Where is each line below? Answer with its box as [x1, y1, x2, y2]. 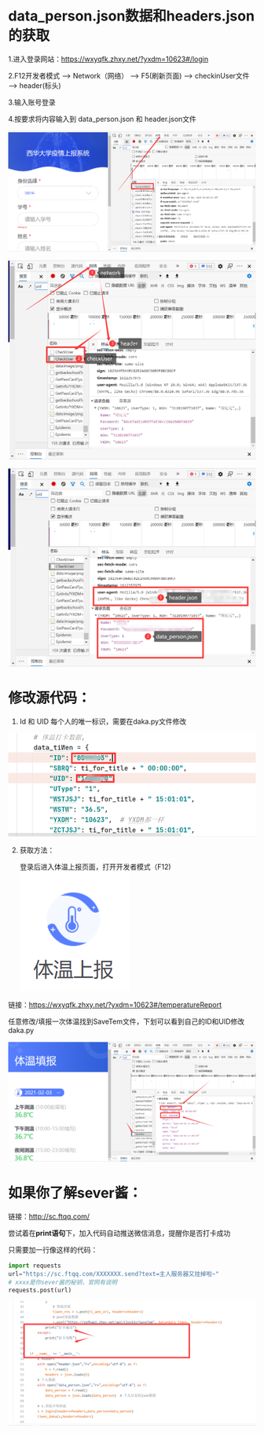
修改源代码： [8, 689, 92, 707]
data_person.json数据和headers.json [8, 7, 255, 25]
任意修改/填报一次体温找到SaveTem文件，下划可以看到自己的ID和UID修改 [8, 1017, 245, 1026]
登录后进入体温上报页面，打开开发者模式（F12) [19, 862, 171, 872]
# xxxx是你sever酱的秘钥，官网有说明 [8, 1278, 118, 1286]
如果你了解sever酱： [8, 1184, 143, 1202]
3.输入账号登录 [8, 97, 57, 107]
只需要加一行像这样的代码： [8, 1244, 98, 1254]
